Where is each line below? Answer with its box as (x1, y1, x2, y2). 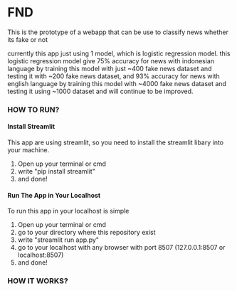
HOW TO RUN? (7, 105, 60, 115)
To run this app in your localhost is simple (7, 207, 130, 216)
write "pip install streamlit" (17, 167, 96, 176)
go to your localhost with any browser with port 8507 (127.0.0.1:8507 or (17, 243, 226, 252)
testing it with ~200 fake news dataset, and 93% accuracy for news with (7, 72, 221, 80)
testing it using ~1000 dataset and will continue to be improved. (7, 87, 194, 95)
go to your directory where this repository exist (17, 228, 156, 237)
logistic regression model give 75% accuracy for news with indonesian (7, 56, 215, 65)
